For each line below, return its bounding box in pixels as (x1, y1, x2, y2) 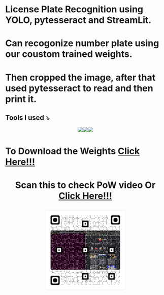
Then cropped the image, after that (5, 72, 156, 83)
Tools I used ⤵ (5, 113, 50, 122)
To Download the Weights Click (5, 145, 140, 157)
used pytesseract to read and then (5, 82, 153, 94)
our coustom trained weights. (5, 48, 133, 60)
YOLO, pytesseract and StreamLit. (5, 14, 152, 26)
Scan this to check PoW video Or (15, 179, 156, 191)
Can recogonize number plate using (5, 38, 159, 49)
